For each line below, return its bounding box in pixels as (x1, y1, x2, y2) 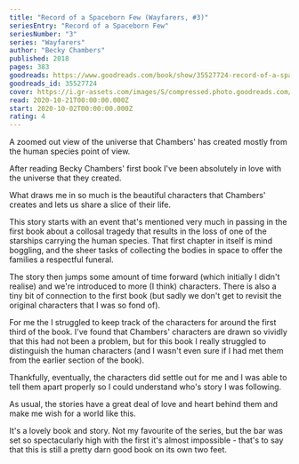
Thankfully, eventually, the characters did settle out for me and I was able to (9, 372, 287, 383)
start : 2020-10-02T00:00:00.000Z (9, 104, 133, 113)
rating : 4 (9, 112, 46, 121)
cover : (9, 87, 34, 96)
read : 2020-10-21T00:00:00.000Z (9, 95, 129, 105)
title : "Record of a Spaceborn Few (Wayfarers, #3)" (9, 12, 209, 22)
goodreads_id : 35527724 (9, 79, 98, 88)
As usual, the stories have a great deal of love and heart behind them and (9, 399, 279, 410)
